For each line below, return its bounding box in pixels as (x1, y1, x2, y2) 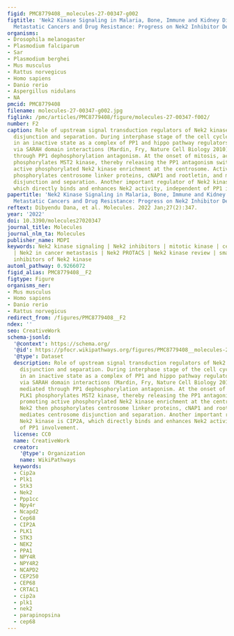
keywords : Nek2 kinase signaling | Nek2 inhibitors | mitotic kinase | (7, 243, 219, 251)
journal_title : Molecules (7, 223, 82, 230)
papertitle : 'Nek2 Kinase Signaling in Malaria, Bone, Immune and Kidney (7, 191, 226, 198)
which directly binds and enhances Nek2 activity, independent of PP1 (13, 185, 223, 192)
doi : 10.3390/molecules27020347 (7, 217, 101, 224)
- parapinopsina (13, 612, 61, 619)
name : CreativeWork (13, 437, 70, 444)
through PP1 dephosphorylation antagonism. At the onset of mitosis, (13, 152, 219, 160)
